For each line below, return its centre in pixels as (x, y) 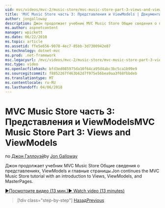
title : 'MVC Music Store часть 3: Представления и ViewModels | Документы (83, 14)
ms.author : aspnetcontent (31, 28)
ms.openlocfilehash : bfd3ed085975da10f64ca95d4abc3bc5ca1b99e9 (71, 69)
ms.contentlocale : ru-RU (30, 82)
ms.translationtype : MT (29, 78)
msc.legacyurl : (21, 60)
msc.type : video (22, 64)
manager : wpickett (24, 32)
